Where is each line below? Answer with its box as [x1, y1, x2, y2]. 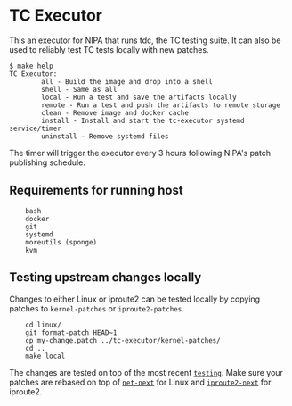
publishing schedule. [9, 157, 86, 168]
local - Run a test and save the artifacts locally [41, 93, 238, 102]
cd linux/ [25, 320, 62, 329]
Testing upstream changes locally [9, 269, 202, 286]
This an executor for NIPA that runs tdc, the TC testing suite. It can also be [9, 35, 281, 46]
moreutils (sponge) [25, 237, 98, 246]
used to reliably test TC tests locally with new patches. [9, 44, 209, 54]
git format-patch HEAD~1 [25, 327, 118, 337]
